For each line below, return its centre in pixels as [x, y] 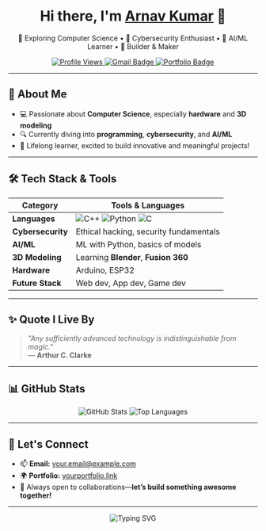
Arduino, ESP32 [105, 270]
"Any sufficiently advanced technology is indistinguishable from [132, 338]
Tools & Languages [147, 205]
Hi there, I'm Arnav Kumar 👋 [133, 16]
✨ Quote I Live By [51, 319]
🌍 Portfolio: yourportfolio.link [68, 476]
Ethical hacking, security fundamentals [148, 231]
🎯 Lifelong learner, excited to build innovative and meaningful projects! [135, 145]
